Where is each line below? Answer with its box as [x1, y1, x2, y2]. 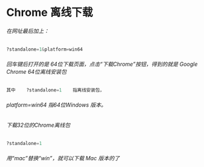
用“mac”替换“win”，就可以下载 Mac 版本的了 [6, 154, 120, 162]
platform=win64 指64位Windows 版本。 [6, 101, 107, 108]
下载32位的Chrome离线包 [6, 121, 71, 129]
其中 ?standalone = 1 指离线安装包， [6, 87, 105, 93]
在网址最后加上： [6, 27, 49, 34]
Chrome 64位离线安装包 [6, 68, 67, 75]
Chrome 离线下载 [6, 5, 93, 20]
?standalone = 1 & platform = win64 [6, 46, 83, 52]
